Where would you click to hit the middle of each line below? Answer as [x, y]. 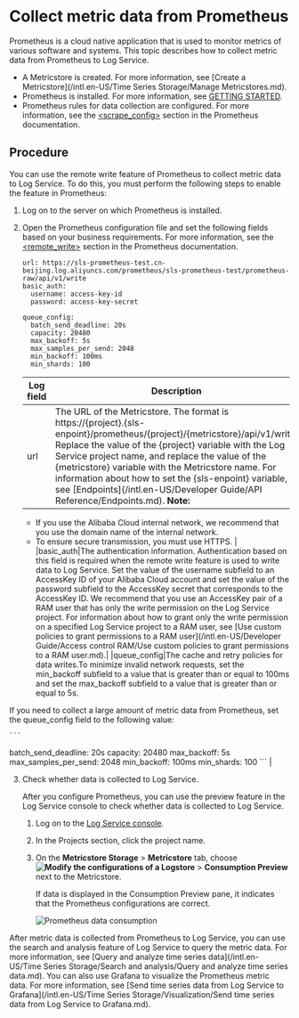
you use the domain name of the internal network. [127, 532]
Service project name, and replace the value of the [161, 456]
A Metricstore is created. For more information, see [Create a [134, 77]
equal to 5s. [57, 693]
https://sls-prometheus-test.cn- [104, 263]
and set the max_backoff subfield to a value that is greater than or [156, 683]
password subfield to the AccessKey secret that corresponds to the [159, 589]
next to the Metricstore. [78, 876]
